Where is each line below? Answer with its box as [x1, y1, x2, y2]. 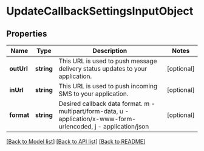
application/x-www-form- [58, 114, 137, 123]
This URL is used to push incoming [58, 82, 158, 90]
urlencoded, [58, 122, 93, 130]
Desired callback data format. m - [58, 99, 155, 108]
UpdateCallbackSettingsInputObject [6, 4, 194, 18]
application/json [103, 122, 149, 130]
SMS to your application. [58, 90, 129, 98]
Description [92, 47, 127, 55]
